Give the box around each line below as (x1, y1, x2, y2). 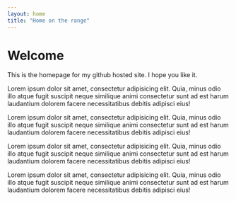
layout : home (7, 10, 46, 18)
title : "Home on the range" (7, 17, 90, 24)
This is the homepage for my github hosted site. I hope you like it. (7, 71, 198, 79)
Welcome (7, 47, 64, 64)
